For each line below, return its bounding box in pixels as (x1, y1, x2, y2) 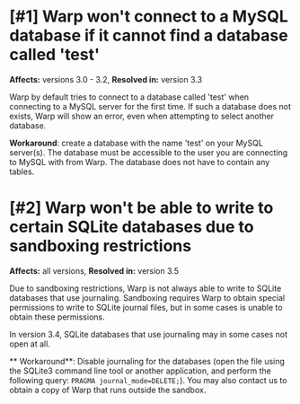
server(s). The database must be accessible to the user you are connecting (9, 146, 288, 158)
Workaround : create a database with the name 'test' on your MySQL (9, 137, 263, 148)
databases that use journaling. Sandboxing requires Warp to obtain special (9, 292, 286, 303)
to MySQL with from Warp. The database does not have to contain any (9, 156, 270, 167)
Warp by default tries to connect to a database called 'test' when (9, 92, 250, 102)
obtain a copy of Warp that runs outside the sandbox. (9, 384, 207, 395)
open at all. (9, 338, 51, 349)
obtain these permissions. (9, 312, 105, 322)
